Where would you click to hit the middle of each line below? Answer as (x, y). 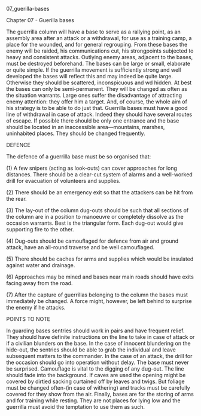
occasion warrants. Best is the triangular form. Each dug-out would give (95, 223)
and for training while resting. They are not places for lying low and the (93, 400)
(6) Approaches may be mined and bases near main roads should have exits (100, 277)
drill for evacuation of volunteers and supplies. (63, 181)
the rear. (16, 199)
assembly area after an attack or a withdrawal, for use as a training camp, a (99, 38)
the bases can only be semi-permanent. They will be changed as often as (97, 89)
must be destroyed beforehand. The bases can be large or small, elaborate (98, 63)
